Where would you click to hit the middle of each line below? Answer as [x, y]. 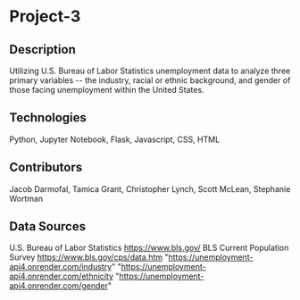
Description [42, 50]
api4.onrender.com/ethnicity [62, 276]
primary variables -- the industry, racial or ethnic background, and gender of [150, 80]
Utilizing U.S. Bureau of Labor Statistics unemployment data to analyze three [150, 71]
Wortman [26, 198]
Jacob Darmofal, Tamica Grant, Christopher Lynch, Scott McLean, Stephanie [150, 188]
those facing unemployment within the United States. [107, 90]
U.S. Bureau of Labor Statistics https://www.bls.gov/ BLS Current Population [149, 248]
